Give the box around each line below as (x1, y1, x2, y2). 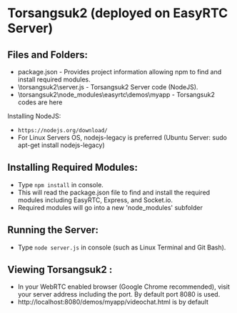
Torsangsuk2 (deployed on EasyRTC (7, 5, 228, 21)
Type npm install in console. (17, 180, 104, 189)
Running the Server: (7, 224, 99, 237)
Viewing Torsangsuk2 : (7, 264, 113, 276)
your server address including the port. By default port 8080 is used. (17, 290, 221, 299)
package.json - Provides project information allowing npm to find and (17, 68, 222, 76)
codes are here (17, 98, 63, 106)
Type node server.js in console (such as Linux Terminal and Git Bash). (17, 243, 226, 252)
